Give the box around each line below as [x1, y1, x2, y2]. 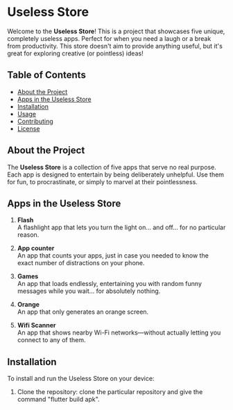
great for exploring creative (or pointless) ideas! [7, 49, 144, 57]
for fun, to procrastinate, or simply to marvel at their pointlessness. [7, 177, 198, 186]
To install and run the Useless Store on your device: [7, 375, 155, 383]
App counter [17, 244, 55, 253]
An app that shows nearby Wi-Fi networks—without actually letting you [17, 328, 221, 337]
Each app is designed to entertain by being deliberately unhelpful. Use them [7, 170, 224, 179]
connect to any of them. [17, 336, 86, 344]
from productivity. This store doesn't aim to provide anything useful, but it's [7, 42, 223, 50]
